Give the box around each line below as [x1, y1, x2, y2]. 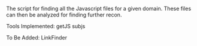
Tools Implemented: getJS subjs [6, 23, 86, 29]
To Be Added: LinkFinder [6, 34, 68, 41]
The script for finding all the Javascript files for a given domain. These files [6, 5, 192, 12]
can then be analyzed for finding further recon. [6, 11, 122, 18]
